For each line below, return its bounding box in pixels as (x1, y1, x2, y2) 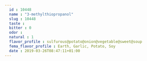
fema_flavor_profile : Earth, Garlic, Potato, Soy (9, 44, 116, 49)
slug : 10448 (9, 16, 36, 21)
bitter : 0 (9, 26, 32, 30)
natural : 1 (9, 35, 34, 40)
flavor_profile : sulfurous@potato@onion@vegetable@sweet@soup (9, 39, 142, 44)
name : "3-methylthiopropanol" (9, 12, 74, 17)
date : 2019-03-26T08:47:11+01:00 (9, 48, 80, 53)
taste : (9, 21, 25, 26)
